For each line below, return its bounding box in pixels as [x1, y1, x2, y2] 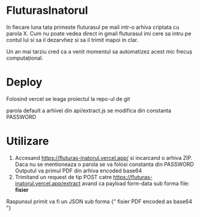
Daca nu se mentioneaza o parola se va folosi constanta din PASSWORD [14, 160, 194, 168]
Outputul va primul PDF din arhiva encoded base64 [14, 167, 142, 174]
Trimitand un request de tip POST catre [14, 173, 112, 180]
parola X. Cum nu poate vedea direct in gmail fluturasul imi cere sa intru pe [6, 29, 192, 37]
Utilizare [6, 135, 49, 148]
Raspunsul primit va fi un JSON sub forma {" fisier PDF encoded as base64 [6, 198, 193, 205]
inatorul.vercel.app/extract [14, 180, 81, 187]
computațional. [6, 54, 43, 61]
